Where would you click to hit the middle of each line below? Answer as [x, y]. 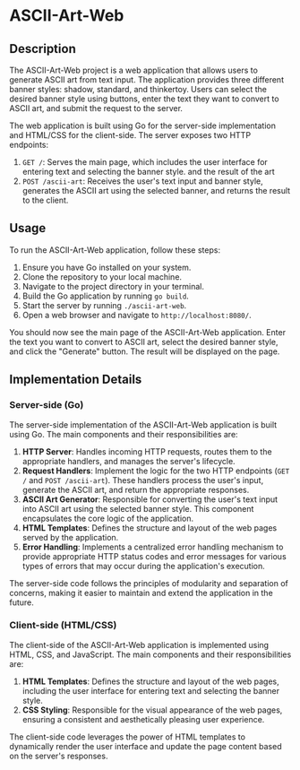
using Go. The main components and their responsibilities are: [124, 434]
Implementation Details [76, 380]
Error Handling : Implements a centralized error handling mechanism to [153, 547]
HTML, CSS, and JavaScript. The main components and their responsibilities [150, 654]
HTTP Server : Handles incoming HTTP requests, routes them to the [147, 451]
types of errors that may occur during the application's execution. [144, 566]
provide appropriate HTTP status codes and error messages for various [154, 556]
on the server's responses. [59, 756]
